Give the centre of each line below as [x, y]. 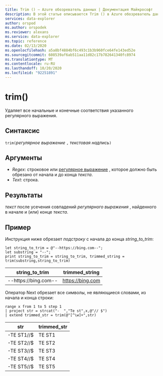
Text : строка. [25, 180]
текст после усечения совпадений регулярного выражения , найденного [81, 207]
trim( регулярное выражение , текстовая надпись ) [58, 143]
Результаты [24, 195]
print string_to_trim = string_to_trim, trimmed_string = [65, 257]
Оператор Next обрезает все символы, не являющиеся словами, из [76, 293]
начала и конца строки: [29, 298]
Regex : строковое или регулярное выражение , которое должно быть [84, 170]
